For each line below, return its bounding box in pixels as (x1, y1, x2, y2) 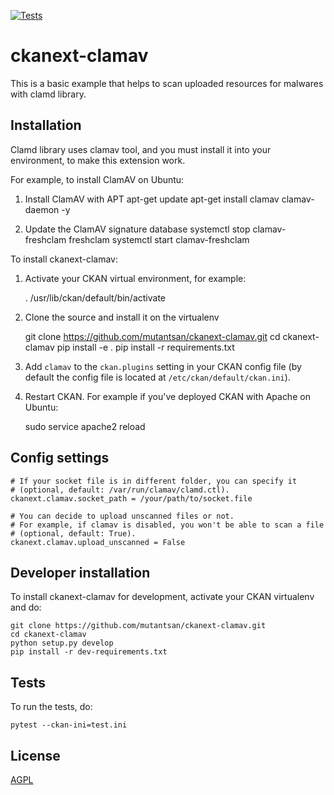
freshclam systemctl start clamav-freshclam (68, 233, 250, 245)
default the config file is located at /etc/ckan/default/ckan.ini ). (24, 371, 291, 383)
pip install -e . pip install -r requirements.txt (56, 341, 235, 353)
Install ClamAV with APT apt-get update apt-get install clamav (24, 193, 280, 205)
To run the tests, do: (10, 701, 93, 713)
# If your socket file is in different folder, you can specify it (10, 476, 298, 486)
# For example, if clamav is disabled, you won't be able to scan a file (10, 520, 325, 530)
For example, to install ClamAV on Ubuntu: (10, 173, 185, 185)
